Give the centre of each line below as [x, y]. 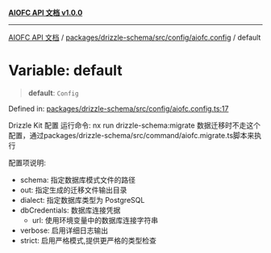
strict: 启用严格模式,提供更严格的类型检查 [88, 240]
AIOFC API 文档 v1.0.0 [46, 13]
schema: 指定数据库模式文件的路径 [77, 179]
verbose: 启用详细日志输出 [64, 230]
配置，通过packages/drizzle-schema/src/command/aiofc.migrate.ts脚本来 [131, 135]
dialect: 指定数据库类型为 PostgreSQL [82, 200]
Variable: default [65, 71]
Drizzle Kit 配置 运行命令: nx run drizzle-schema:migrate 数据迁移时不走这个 [134, 125]
